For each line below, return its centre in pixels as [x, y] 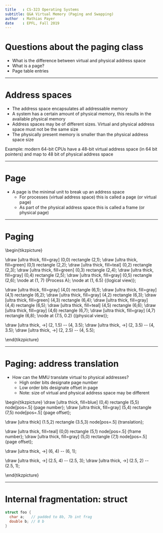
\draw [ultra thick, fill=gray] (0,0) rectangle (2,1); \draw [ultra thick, [72, 260]
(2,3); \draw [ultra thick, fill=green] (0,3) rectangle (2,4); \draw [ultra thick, [79, 270]
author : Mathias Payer [30, 18]
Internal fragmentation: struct [66, 499]
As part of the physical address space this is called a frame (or [82, 208]
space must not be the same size [45, 129]
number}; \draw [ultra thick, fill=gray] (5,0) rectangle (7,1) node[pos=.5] [76, 436]
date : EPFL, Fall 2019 [32, 23]
